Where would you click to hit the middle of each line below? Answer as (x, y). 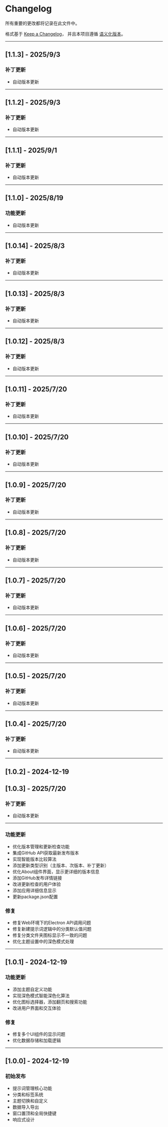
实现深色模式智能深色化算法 (41, 995)
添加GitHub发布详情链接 (37, 878)
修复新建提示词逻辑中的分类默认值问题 (52, 929)
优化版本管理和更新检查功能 (41, 847)
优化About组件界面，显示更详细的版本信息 (56, 872)
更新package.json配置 (35, 897)
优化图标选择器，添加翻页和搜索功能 (50, 1002)
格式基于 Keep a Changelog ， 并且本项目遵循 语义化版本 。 (65, 34)
